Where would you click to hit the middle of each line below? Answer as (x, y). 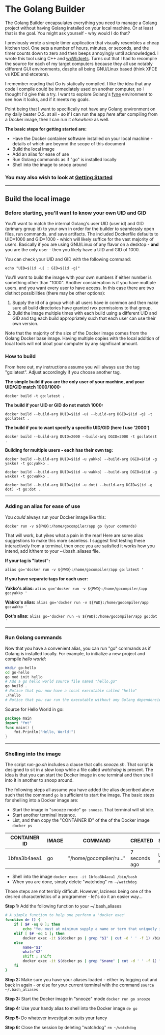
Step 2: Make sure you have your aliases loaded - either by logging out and (81, 979)
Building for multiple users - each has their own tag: (59, 450)
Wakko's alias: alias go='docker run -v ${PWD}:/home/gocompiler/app (77, 602)
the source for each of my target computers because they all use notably (79, 64)
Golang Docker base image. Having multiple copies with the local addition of (82, 338)
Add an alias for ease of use (41, 154)
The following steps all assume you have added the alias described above (80, 790)
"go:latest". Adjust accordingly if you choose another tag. (63, 372)
